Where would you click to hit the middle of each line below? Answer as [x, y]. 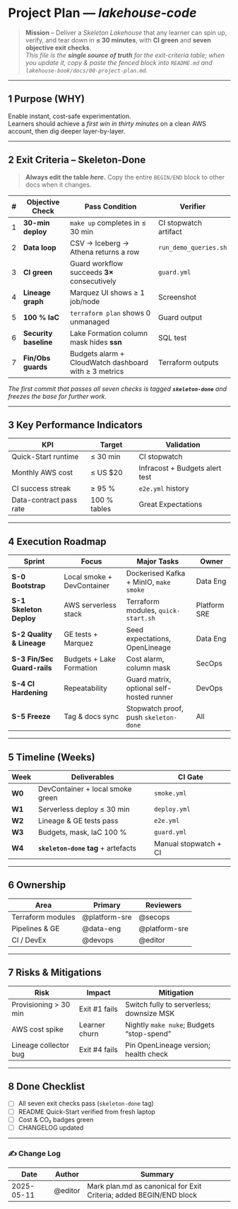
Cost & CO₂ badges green [56, 1119]
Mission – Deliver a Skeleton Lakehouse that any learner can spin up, [126, 33]
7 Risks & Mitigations [55, 973]
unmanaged [90, 322]
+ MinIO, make [148, 583]
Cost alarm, [145, 659]
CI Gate [190, 777]
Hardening [30, 693]
